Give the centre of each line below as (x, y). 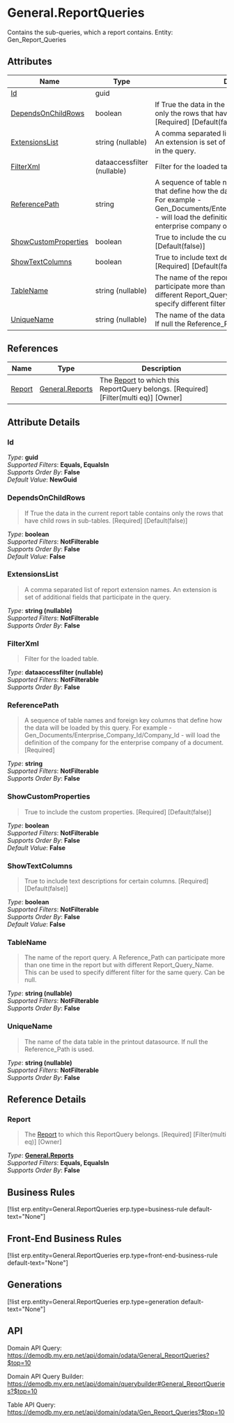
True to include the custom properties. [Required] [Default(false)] (118, 811)
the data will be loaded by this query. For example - (98, 728)
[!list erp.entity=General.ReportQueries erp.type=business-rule (97, 1209)
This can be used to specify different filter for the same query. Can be (124, 972)
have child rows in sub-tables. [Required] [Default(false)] (106, 520)
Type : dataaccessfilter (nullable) (55, 672)
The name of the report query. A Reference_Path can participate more (125, 958)
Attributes (30, 62)
